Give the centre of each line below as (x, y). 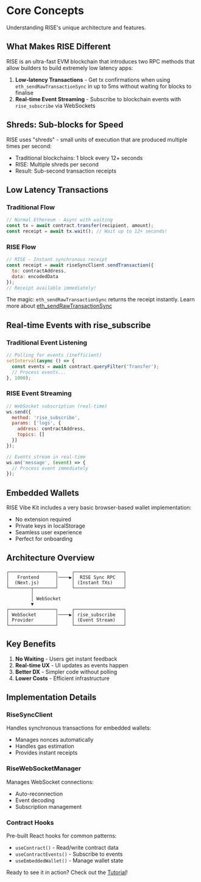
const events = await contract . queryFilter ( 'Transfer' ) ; (86, 367)
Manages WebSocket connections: (50, 782)
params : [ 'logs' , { (37, 423)
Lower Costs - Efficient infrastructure (62, 678)
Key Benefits (31, 644)
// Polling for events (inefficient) (54, 355)
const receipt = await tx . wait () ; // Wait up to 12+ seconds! (87, 231)
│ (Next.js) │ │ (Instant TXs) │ (66, 583)
